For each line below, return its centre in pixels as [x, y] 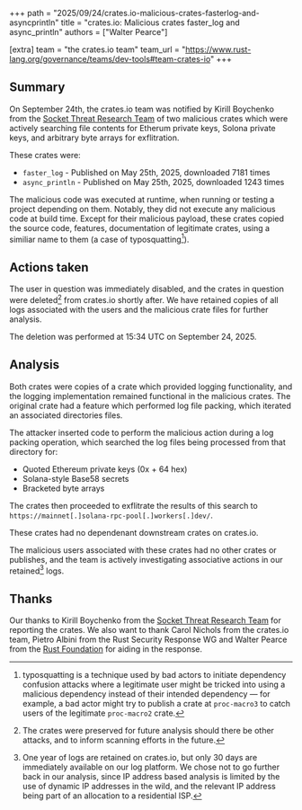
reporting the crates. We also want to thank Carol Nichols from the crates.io [149, 630]
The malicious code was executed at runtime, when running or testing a [142, 199]
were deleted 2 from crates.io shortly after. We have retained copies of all [144, 299]
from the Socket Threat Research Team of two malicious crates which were [149, 118]
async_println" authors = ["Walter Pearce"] [89, 32]
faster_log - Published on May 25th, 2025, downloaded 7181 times [146, 172]
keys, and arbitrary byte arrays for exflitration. [94, 138]
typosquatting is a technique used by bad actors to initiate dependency [154, 675]
